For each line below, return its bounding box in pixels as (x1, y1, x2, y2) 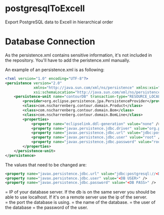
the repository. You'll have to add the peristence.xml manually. (5, 57, 130, 63)
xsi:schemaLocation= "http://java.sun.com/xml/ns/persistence (33, 90, 161, 95)
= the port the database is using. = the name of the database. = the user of (5, 199, 156, 205)
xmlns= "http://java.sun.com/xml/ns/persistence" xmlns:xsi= (33, 85, 159, 90)
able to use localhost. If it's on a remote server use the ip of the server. (5, 194, 147, 200)
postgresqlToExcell (5, 3, 85, 14)
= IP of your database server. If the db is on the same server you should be (5, 189, 156, 195)
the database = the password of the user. (5, 205, 88, 211)
